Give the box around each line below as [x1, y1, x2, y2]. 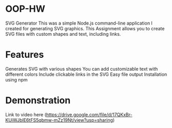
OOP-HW [5, 3, 45, 15]
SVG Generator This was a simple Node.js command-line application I [5, 20, 153, 26]
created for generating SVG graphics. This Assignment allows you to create [5, 25, 165, 31]
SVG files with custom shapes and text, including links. [5, 31, 121, 37]
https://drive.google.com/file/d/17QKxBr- [46, 111, 132, 118]
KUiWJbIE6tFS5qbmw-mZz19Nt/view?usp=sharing [5, 117, 113, 123]
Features [5, 49, 44, 60]
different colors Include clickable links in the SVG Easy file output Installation [5, 71, 167, 77]
